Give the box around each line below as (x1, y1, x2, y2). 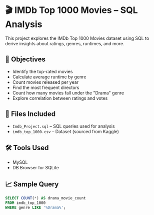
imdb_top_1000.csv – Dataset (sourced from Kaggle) (12, 128, 119, 134)
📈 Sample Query (5, 180, 59, 188)
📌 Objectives (5, 55, 46, 64)
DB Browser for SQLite (12, 165, 59, 171)
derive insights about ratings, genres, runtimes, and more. (5, 40, 124, 46)
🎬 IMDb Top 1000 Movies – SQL (5, 5, 138, 16)
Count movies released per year (12, 79, 79, 85)
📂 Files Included (5, 110, 56, 119)
